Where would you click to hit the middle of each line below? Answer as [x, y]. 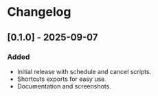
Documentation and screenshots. [64, 86]
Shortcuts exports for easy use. [61, 79]
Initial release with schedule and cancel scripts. [84, 71]
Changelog [39, 12]
